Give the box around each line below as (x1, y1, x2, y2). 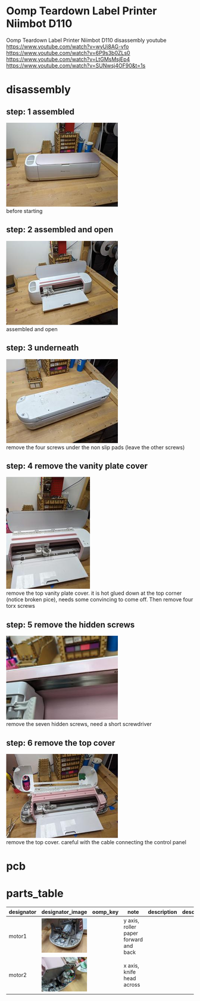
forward (123, 935, 143, 943)
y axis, (123, 917, 140, 924)
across (123, 981, 140, 988)
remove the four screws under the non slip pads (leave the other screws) (6, 443, 185, 451)
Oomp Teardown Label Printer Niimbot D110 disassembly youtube (6, 36, 167, 44)
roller (123, 923, 137, 930)
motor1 (8, 932, 27, 940)
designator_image (41, 908, 87, 915)
